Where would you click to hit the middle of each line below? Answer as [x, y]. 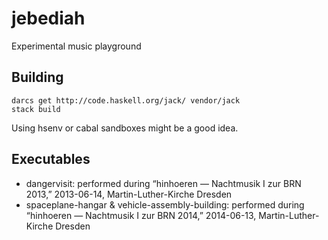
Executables [51, 159]
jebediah [48, 18]
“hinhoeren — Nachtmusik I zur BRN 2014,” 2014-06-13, [141, 215]
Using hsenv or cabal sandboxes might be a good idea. [125, 128]
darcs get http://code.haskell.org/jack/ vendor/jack [126, 100]
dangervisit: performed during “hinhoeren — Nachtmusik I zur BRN [163, 183]
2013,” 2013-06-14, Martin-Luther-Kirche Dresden [129, 194]
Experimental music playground [76, 46]
